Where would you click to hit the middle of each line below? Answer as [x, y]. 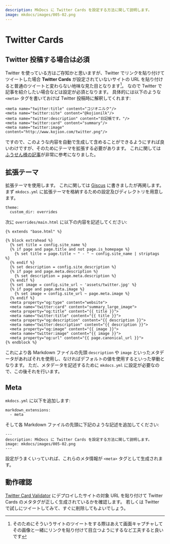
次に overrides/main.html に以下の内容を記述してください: [66, 222]
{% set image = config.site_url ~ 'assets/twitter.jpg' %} [73, 285]
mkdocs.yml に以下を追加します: [38, 400]
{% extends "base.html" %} [34, 231]
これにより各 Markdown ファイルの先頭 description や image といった [78, 352]
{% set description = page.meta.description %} [65, 276]
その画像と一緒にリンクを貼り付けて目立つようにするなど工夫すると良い [88, 530]
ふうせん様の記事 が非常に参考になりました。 [52, 154]
